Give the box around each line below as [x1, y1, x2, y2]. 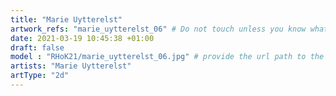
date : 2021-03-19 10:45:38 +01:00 [10, 33, 155, 43]
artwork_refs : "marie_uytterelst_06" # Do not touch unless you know [10, 24, 307, 34]
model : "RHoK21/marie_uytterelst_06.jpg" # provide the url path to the [10, 52, 325, 62]
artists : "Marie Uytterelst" [10, 61, 132, 71]
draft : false [10, 42, 65, 53]
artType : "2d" [10, 71, 70, 81]
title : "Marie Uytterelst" [10, 14, 123, 25]
